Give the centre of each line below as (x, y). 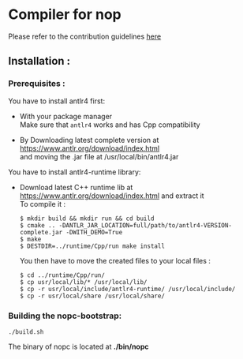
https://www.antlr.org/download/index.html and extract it (112, 196)
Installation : (39, 61)
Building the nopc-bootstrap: (65, 316)
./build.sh (26, 332)
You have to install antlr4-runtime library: (75, 172)
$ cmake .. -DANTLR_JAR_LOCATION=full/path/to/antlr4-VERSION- (126, 225)
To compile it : (43, 204)
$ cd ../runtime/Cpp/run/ (62, 275)
